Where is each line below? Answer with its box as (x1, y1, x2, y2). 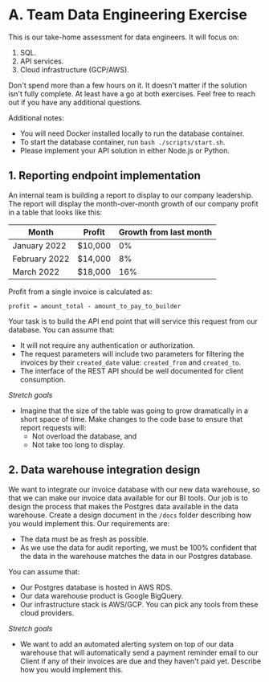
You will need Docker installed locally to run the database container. (19, 129, 245, 138)
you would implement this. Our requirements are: (8, 518, 170, 528)
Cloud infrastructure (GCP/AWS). (19, 64, 130, 74)
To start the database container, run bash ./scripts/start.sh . (19, 137, 226, 146)
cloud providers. (19, 608, 75, 618)
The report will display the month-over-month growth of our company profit (8, 198, 259, 208)
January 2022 (12, 239, 67, 251)
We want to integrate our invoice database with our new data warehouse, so (8, 484, 261, 494)
